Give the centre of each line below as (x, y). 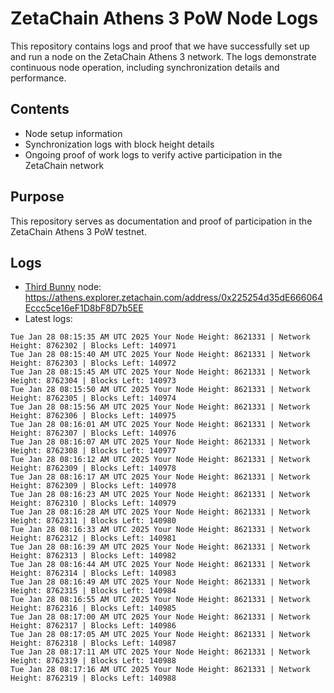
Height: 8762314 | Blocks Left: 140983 (93, 573)
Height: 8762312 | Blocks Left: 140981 (93, 538)
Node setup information (73, 133)
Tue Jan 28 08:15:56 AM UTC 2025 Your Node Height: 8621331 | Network (160, 407)
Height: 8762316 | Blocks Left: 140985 (93, 608)
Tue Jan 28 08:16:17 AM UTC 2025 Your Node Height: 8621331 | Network (160, 477)
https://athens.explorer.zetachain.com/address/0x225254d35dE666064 (173, 298)
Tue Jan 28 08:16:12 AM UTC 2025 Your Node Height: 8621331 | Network (160, 460)
